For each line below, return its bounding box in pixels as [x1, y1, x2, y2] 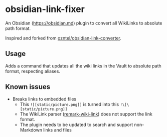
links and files [43, 126, 72, 133]
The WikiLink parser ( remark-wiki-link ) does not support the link [20, 111, 153, 117]
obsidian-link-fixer [5, 3, 85, 15]
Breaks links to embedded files [12, 96, 77, 102]
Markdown [20, 126, 43, 133]
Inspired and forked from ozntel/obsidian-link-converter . [5, 35, 122, 41]
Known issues [5, 82, 51, 91]
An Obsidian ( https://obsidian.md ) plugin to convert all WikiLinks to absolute [5, 20, 162, 26]
